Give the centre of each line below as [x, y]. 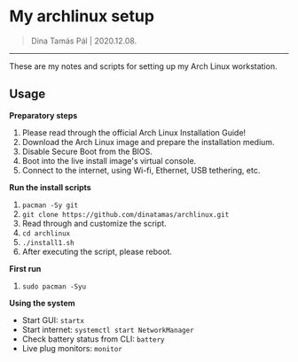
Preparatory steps [43, 115]
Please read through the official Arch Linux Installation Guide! [134, 132]
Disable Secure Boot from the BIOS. [87, 151]
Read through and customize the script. [94, 223]
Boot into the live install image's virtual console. [109, 160]
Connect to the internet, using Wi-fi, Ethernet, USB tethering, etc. [141, 170]
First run [25, 268]
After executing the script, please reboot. [97, 251]
